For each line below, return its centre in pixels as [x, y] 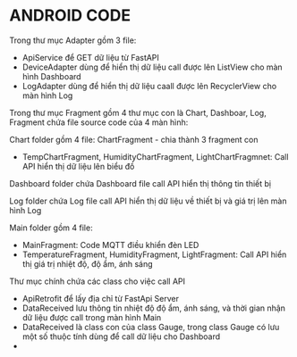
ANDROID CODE [70, 16]
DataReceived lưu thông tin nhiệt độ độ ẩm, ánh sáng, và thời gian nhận [154, 308]
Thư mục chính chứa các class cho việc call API [98, 281]
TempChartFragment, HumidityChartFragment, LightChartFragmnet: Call [155, 156]
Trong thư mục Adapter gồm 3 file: [73, 40]
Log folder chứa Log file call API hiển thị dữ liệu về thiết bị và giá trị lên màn [148, 201]
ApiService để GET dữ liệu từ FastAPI [90, 57]
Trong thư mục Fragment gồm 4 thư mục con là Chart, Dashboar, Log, [138, 112]
